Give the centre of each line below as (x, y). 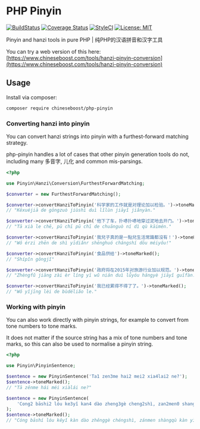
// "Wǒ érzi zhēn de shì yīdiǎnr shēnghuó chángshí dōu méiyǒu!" (89, 243)
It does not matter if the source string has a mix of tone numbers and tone (97, 338)
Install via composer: (32, 97)
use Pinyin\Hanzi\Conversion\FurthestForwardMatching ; (76, 183)
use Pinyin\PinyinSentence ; (41, 366)
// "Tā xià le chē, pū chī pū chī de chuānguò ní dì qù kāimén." (89, 227)
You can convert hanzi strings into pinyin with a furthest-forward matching (97, 136)
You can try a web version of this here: (54, 51)
